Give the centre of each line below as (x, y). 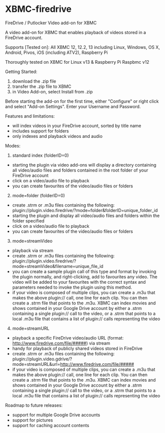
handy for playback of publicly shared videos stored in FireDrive (77, 348)
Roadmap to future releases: (34, 405)
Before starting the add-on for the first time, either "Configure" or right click (82, 101)
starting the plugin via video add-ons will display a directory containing (84, 165)
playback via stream (33, 250)
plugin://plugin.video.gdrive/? (42, 359)
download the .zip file (34, 81)
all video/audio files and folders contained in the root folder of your (80, 170)
